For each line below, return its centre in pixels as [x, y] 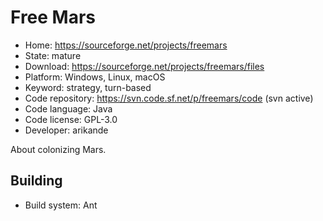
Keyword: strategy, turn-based [88, 87]
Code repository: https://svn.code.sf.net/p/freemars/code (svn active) [169, 98]
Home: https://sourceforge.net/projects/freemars [126, 45]
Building [36, 181]
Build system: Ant [61, 205]
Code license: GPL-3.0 [71, 119]
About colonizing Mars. [58, 149]
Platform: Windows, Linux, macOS [95, 77]
